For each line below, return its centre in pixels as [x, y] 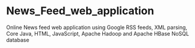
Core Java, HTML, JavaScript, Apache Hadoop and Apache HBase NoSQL [98, 33]
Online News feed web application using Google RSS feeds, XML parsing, [97, 27]
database [18, 40]
